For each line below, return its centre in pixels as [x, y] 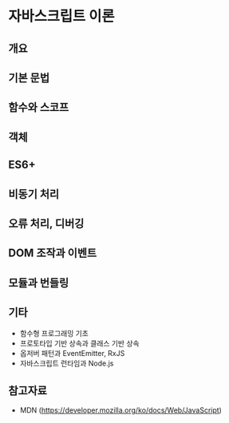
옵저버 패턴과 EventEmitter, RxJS [72, 353]
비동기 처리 [34, 194]
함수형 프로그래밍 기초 [54, 333]
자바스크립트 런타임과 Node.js [67, 363]
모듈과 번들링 [39, 283]
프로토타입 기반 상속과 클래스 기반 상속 [79, 343]
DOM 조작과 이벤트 [53, 253]
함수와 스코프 [39, 107]
